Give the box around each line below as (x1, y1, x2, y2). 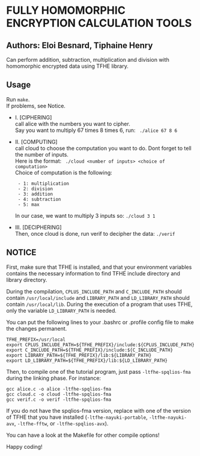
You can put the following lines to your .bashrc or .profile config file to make (6, 319, 194, 326)
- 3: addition (17, 191, 53, 197)
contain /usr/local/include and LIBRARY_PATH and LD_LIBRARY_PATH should (6, 294, 190, 301)
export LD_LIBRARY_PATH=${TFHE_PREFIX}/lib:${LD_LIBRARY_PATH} (6, 358, 168, 364)
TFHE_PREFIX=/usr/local (6, 337, 66, 343)
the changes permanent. (6, 325, 67, 332)
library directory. (6, 276, 47, 283)
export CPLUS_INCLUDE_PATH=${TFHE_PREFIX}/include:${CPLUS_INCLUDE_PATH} (6, 341, 195, 348)
